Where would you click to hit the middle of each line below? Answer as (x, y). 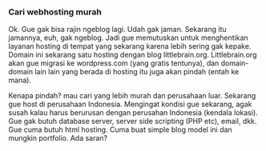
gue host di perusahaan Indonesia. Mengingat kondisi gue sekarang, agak (130, 104)
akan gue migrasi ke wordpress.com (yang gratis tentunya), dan (114, 63)
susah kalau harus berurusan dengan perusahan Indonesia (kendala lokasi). (133, 113)
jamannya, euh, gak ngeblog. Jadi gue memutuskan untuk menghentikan (128, 38)
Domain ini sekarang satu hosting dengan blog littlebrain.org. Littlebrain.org (133, 55)
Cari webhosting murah (55, 12)
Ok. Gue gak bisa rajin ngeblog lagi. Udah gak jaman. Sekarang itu (117, 30)
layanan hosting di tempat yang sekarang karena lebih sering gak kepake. (130, 46)
